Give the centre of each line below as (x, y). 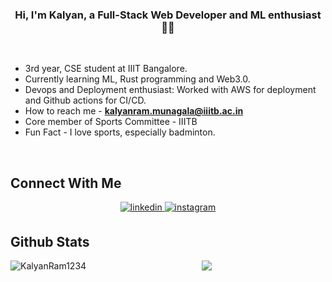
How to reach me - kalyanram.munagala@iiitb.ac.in (134, 111)
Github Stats (50, 241)
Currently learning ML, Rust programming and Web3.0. (137, 79)
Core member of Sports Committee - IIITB (111, 122)
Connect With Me (66, 183)
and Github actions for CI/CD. (85, 100)
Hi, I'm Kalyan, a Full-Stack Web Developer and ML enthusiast (168, 15)
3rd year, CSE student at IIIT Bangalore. (106, 69)
